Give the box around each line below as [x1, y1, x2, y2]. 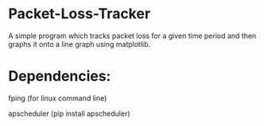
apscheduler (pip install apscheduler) [8, 109, 130, 118]
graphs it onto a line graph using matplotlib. [8, 39, 151, 48]
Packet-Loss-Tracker [8, 5, 151, 23]
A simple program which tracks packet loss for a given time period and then [8, 31, 257, 40]
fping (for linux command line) [8, 93, 107, 103]
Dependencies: [8, 67, 111, 86]
